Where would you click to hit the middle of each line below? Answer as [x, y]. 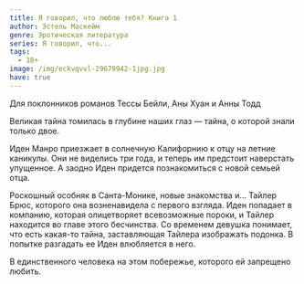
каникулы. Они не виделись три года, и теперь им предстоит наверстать [152, 158]
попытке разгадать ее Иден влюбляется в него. [103, 244]
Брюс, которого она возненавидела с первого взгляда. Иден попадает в [151, 205]
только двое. [35, 131]
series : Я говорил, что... [61, 43]
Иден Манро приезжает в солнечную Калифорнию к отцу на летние [142, 148]
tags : [20, 52]
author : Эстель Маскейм [55, 26]
